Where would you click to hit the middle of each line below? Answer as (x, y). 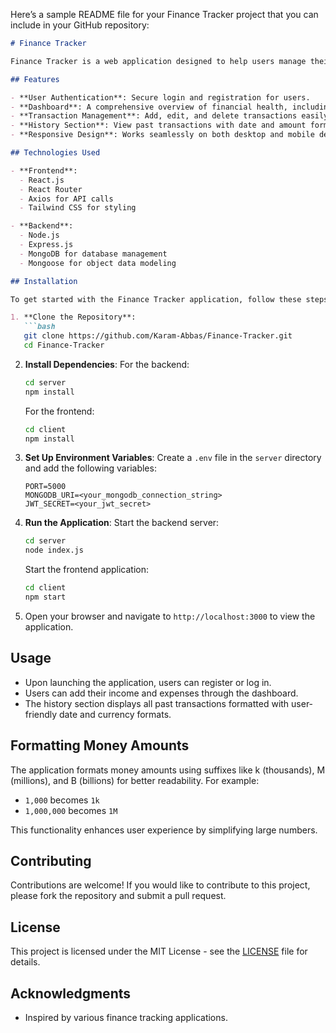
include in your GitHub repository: (80, 25)
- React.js (42, 180)
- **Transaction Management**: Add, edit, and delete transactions (154, 116)
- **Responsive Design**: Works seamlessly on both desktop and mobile (162, 135)
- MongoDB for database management (93, 254)
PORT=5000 (45, 487)
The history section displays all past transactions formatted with (157, 703)
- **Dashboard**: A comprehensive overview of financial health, (149, 107)
